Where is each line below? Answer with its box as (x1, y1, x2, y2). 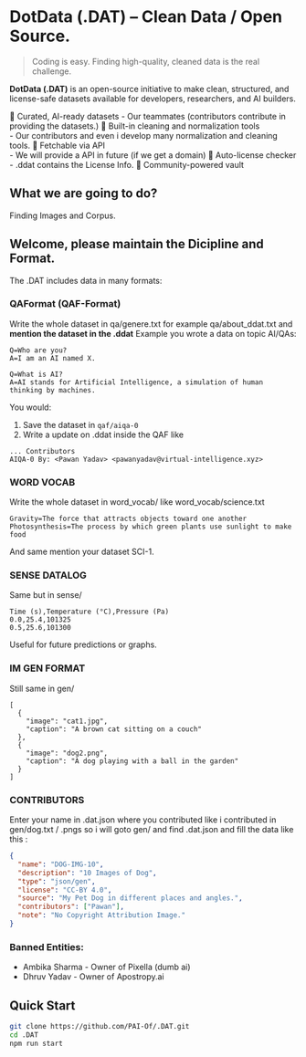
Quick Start (9, 998, 76, 1013)
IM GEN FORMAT (9, 662, 86, 675)
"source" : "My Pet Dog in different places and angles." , (17, 894, 244, 903)
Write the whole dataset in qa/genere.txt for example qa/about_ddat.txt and (9, 318, 293, 330)
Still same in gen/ (9, 683, 75, 694)
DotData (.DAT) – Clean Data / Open (9, 6, 283, 27)
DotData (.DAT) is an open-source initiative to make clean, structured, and (9, 83, 290, 94)
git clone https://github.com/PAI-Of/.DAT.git (9, 1022, 190, 1031)
